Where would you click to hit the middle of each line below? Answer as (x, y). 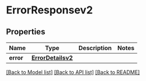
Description (95, 48)
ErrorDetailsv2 (52, 58)
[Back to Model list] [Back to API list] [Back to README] (73, 72)
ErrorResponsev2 (50, 10)
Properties (26, 32)
